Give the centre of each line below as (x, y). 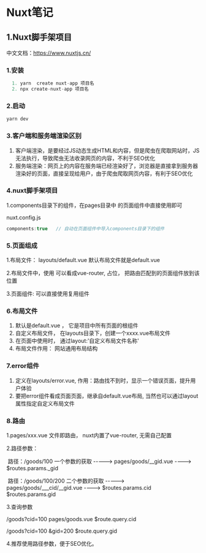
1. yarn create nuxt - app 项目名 (53, 83)
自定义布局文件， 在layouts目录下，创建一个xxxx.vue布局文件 (93, 333)
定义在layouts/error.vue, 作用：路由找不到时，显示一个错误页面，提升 (103, 380)
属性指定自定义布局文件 (45, 403)
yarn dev (17, 119)
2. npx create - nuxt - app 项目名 (50, 89)
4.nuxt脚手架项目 (32, 190)
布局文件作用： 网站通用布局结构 (56, 348)
